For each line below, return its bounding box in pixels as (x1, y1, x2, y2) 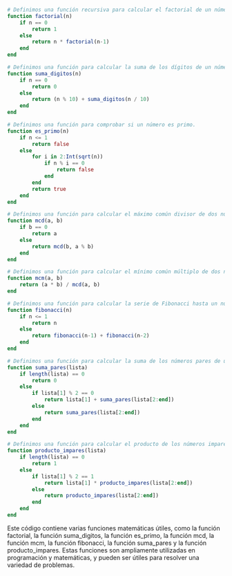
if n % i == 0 (43, 160, 85, 167)
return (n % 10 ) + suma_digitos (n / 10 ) (32, 96, 150, 103)
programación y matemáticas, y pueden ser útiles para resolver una (7, 553, 200, 561)
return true (32, 185, 67, 192)
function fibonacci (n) (7, 306, 72, 313)
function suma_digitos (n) (7, 70, 81, 77)
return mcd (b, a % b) (32, 243, 95, 250)
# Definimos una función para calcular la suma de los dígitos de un (7, 64, 212, 71)
